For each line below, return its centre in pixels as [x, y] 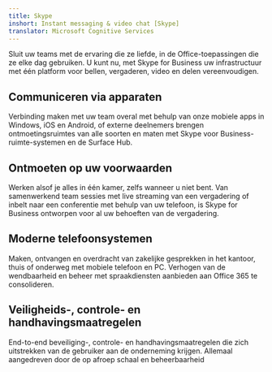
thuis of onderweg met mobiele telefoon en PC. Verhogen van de [117, 267]
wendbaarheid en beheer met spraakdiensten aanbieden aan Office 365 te [133, 275]
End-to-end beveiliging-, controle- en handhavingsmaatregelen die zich [129, 342]
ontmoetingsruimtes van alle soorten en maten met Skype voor [114, 134]
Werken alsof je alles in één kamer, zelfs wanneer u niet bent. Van [119, 187]
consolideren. [31, 284]
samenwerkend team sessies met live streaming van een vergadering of [129, 196]
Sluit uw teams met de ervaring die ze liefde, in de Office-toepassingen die [134, 54]
